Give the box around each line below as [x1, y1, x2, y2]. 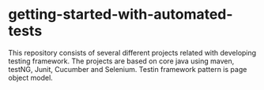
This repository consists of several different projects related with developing [8, 48, 257, 57]
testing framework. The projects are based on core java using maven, [8, 56, 235, 66]
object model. [8, 73, 53, 82]
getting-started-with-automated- [8, 5, 233, 23]
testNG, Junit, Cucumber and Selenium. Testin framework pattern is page [8, 64, 247, 74]
